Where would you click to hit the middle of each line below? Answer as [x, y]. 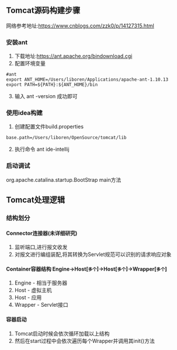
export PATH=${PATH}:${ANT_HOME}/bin [52, 85]
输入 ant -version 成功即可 [46, 96]
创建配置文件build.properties [49, 127]
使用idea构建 [24, 113]
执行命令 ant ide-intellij [42, 149]
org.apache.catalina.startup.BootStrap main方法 [64, 179]
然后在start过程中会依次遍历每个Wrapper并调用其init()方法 [84, 341]
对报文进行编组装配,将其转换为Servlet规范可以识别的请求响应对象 [93, 254]
